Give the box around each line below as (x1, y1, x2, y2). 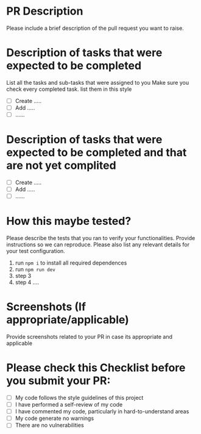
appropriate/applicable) (6, 313, 129, 327)
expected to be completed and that (6, 146, 187, 160)
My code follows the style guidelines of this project (15, 394, 144, 401)
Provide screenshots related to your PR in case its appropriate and (6, 333, 172, 341)
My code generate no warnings (15, 414, 94, 422)
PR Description (6, 4, 83, 18)
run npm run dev (15, 266, 56, 273)
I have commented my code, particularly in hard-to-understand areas (15, 408, 189, 415)
